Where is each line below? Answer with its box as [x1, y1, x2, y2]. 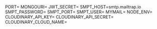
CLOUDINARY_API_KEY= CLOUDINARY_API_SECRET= [5, 14, 114, 19]
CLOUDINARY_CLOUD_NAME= [5, 19, 67, 25]
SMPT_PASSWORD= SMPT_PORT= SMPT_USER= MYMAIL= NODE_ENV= [5, 9, 153, 15]
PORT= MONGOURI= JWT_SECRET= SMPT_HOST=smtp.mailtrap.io [5, 4, 141, 10]
